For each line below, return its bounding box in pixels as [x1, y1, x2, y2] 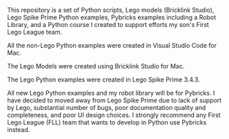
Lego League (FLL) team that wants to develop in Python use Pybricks [7, 118, 207, 127]
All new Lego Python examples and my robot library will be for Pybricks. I [7, 89, 215, 97]
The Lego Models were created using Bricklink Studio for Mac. [7, 62, 185, 70]
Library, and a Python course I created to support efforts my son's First [7, 21, 209, 28]
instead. [7, 126, 30, 133]
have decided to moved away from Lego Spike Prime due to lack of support [7, 96, 222, 104]
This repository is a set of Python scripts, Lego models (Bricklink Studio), [7, 6, 215, 14]
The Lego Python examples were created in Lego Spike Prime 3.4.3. [7, 75, 200, 84]
